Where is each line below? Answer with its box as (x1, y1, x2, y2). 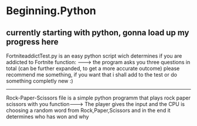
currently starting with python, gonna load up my (6, 28, 189, 38)
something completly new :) (6, 78, 73, 84)
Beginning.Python (6, 4, 97, 18)
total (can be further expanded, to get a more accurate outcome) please (6, 65, 180, 72)
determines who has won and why (6, 113, 89, 120)
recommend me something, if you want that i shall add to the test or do (6, 71, 178, 78)
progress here (6, 37, 59, 47)
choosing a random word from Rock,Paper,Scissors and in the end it (6, 107, 171, 114)
